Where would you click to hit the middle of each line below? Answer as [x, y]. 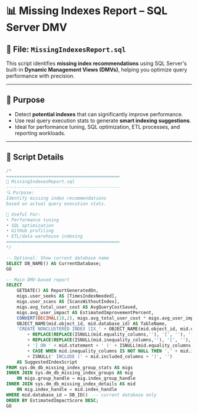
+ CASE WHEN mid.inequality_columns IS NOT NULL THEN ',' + [103, 351]
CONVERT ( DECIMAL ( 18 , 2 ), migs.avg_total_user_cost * [81, 318]
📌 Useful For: [24, 214]
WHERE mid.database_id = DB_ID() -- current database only [82, 395]
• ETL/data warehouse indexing [44, 236]
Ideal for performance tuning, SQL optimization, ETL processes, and [97, 126]
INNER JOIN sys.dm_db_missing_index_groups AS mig [70, 373]
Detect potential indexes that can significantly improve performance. [99, 114]
